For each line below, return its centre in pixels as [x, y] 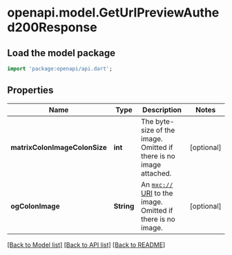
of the [165, 130]
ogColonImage [35, 206]
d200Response [52, 27]
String [124, 206]
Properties [30, 90]
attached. [156, 173]
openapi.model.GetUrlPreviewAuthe [113, 13]
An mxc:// [157, 185]
